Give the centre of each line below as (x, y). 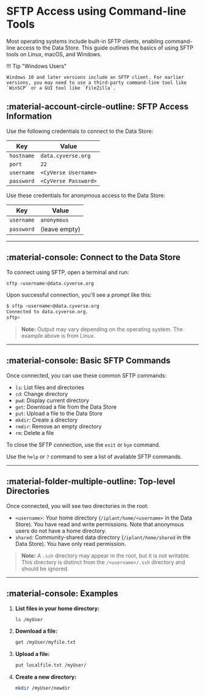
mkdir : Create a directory (46, 420)
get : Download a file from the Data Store (66, 407)
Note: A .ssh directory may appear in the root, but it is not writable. (106, 556)
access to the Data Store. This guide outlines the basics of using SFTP (105, 48)
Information (29, 117)
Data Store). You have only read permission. (70, 543)
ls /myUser (29, 619)
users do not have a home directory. (61, 531)
